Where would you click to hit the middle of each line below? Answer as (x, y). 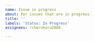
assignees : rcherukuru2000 (33, 28)
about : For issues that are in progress (47, 14)
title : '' (15, 19)
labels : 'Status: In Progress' (37, 23)
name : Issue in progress (31, 10)
